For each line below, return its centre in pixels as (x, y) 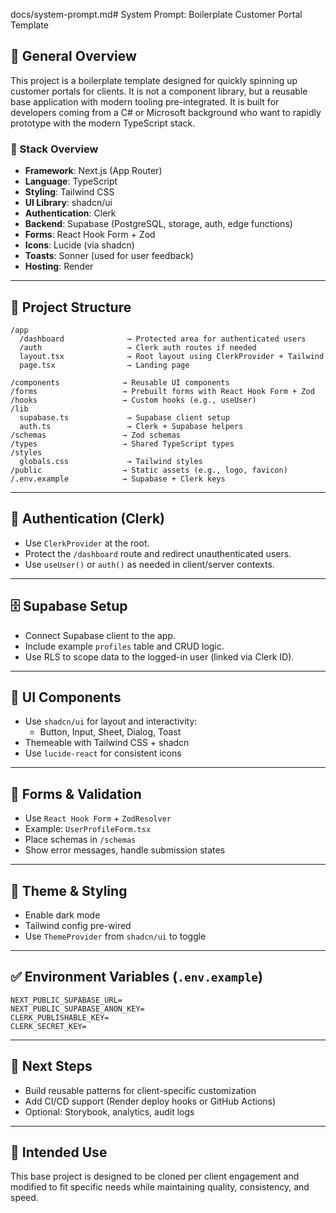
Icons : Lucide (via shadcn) (79, 245)
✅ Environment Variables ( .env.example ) (136, 977)
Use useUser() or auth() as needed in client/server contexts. (149, 564)
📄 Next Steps (51, 1066)
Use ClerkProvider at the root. (87, 543)
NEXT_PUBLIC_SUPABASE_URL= (66, 1000)
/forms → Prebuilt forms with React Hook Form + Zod (162, 391)
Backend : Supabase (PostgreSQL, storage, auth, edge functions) (158, 224)
